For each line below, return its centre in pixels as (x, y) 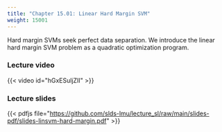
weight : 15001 (28, 20)
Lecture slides (32, 98)
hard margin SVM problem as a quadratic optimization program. (98, 47)
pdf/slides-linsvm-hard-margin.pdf (57, 121)
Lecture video (31, 65)
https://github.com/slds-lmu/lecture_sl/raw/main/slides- (129, 114)
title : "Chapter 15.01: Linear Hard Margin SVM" (79, 14)
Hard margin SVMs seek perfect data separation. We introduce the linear (111, 40)
